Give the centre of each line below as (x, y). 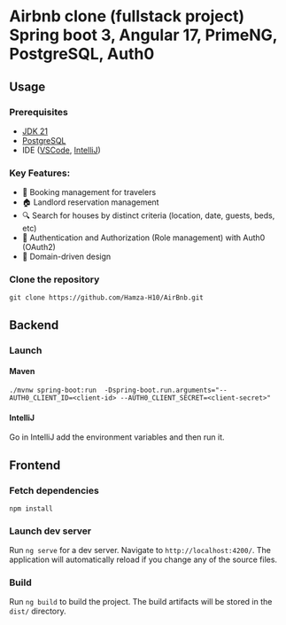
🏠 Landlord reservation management (90, 202)
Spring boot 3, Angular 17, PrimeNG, (143, 35)
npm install (31, 508)
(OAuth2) (39, 247)
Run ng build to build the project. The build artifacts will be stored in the (141, 602)
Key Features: (40, 173)
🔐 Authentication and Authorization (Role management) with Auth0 (143, 238)
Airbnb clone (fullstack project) (127, 16)
